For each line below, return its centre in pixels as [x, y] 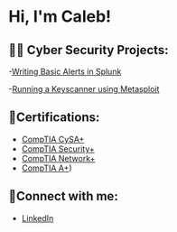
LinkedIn [37, 218]
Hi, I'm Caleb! [60, 17]
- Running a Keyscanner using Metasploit [84, 89]
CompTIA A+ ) [47, 168]
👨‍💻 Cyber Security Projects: [88, 50]
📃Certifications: [54, 118]
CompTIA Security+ [58, 148]
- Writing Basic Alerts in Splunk [65, 71]
